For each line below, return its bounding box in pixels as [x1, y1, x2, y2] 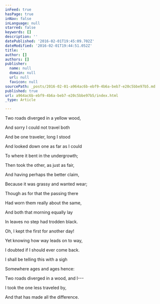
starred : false [5, 25, 36, 30]
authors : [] [5, 57, 29, 62]
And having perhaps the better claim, [5, 172, 79, 178]
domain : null [9, 71, 36, 75]
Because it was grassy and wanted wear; [5, 181, 88, 187]
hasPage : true [5, 12, 34, 17]
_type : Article [5, 98, 36, 103]
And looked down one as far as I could [5, 143, 82, 149]
